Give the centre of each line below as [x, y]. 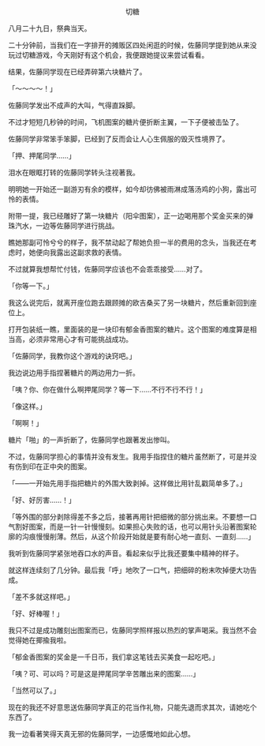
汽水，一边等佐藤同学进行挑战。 [67, 226]
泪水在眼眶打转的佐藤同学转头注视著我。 [74, 172]
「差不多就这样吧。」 [41, 597]
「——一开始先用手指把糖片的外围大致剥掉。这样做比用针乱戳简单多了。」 [127, 483]
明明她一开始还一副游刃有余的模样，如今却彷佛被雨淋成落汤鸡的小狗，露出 [129, 189]
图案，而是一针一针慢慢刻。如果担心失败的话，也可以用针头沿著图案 [139, 527]
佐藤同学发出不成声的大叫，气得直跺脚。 [74, 105]
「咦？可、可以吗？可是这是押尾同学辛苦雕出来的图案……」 [104, 674]
